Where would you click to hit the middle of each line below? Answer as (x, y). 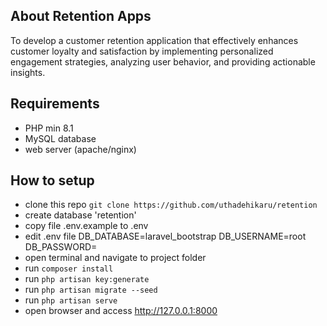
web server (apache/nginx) (80, 149)
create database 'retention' (80, 215)
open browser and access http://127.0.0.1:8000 (121, 311)
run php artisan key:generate (87, 279)
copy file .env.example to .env (86, 226)
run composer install (69, 268)
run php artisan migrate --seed (91, 290)
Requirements (55, 104)
